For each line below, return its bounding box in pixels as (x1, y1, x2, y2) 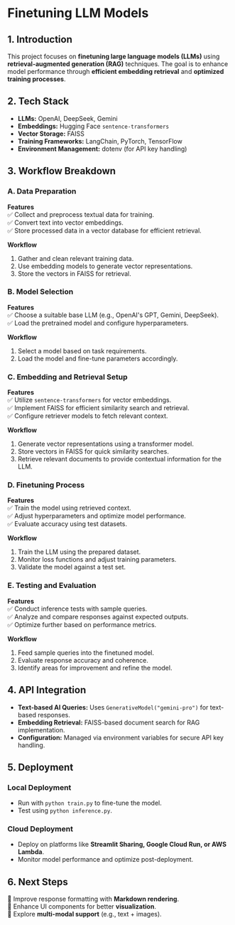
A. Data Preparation (7, 186, 77, 196)
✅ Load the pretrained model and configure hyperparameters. (7, 319, 189, 327)
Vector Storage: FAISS (17, 129, 85, 138)
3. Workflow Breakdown (7, 165, 116, 177)
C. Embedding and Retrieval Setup (7, 372, 128, 382)
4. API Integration (7, 684, 87, 696)
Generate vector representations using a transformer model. (17, 439, 194, 449)
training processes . (7, 75, 66, 83)
